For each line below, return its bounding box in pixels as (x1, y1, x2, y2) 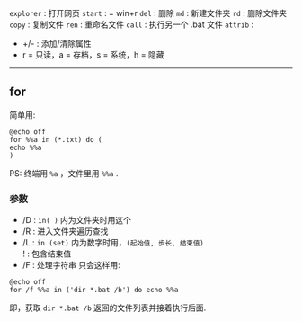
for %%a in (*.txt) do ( (9, 135, 102, 144)
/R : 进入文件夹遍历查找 (22, 226, 109, 236)
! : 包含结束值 (22, 248, 72, 259)
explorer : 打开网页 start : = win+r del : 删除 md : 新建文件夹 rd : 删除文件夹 (9, 8, 288, 18)
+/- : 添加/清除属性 (22, 39, 92, 49)
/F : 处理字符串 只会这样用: (22, 260, 120, 271)
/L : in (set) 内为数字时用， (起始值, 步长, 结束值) (22, 237, 204, 248)
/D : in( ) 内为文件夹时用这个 (22, 215, 132, 226)
